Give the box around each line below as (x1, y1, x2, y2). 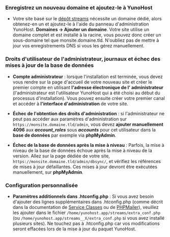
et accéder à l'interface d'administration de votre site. (12, 100, 129, 107)
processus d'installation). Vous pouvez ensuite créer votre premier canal (12, 95, 165, 101)
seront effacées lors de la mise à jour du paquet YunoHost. (12, 226, 136, 232)
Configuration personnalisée (5, 181, 78, 189)
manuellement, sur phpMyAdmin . (12, 169, 84, 175)
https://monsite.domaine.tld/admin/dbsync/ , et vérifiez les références (12, 158, 161, 164)
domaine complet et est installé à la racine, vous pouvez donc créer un (12, 32, 161, 38)
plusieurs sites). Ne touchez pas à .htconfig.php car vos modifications (12, 220, 160, 226)
